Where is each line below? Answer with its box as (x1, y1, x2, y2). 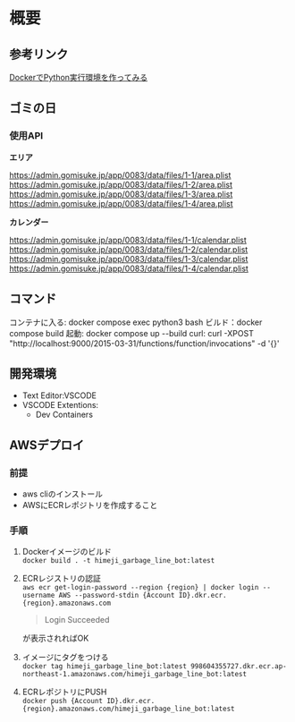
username (21, 591, 55, 600)
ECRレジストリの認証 (21, 573, 101, 584)
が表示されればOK (21, 633, 89, 644)
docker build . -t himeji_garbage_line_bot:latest (21, 556, 215, 565)
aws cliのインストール (21, 488, 103, 499)
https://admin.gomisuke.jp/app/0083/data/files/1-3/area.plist (9, 189, 233, 200)
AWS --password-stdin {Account (58, 591, 175, 600)
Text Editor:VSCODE (21, 390, 97, 401)
